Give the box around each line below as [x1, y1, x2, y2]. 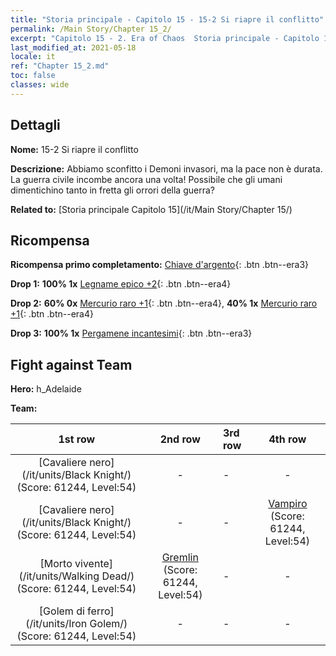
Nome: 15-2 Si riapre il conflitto [10, 143, 139, 155]
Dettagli [10, 117, 61, 134]
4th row [268, 432, 307, 446]
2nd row [159, 432, 201, 446]
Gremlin [161, 551, 199, 565]
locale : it [10, 52, 56, 62]
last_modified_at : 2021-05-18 [10, 42, 137, 53]
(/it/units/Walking [18, 569, 100, 583]
